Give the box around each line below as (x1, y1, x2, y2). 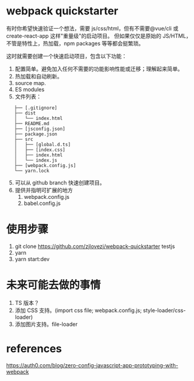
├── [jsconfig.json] (14, 126, 66, 132)
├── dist (14, 110, 36, 116)
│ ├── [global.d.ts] (14, 141, 71, 147)
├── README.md (14, 120, 50, 126)
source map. (14, 79, 46, 86)
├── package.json (14, 131, 58, 137)
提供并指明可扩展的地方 (14, 186, 73, 193)
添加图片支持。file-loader (14, 320, 78, 328)
